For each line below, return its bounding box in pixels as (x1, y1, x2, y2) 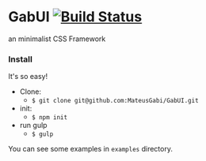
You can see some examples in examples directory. (8, 144, 173, 154)
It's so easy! (8, 72, 48, 81)
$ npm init (31, 114, 68, 122)
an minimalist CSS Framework (8, 34, 106, 43)
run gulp (19, 121, 48, 130)
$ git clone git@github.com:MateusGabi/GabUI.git (31, 97, 200, 105)
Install (8, 54, 33, 65)
